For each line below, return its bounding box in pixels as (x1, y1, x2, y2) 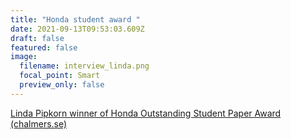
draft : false (10, 33, 65, 43)
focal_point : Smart (19, 71, 101, 81)
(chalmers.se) (10, 117, 68, 130)
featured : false (10, 42, 78, 53)
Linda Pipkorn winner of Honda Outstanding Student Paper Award (10, 107, 282, 119)
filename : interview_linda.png (19, 61, 150, 71)
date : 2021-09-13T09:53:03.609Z (10, 24, 145, 34)
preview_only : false (19, 80, 105, 90)
